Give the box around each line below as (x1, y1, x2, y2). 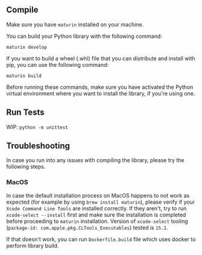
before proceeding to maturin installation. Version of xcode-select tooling (6, 217, 188, 225)
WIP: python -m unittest (6, 123, 68, 130)
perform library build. (6, 242, 59, 249)
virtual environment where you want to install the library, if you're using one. (6, 90, 195, 97)
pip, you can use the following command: (6, 61, 109, 68)
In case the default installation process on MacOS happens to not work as (6, 192, 190, 199)
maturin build (6, 72, 42, 79)
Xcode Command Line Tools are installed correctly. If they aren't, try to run (6, 204, 187, 212)
